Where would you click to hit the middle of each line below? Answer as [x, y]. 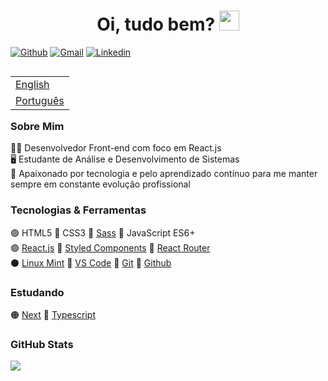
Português [40, 100]
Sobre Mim [37, 126]
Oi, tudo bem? [156, 24]
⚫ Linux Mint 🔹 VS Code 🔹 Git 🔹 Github [91, 262]
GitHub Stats [42, 344]
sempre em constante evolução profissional [100, 184]
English [32, 84]
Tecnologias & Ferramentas [78, 210]
